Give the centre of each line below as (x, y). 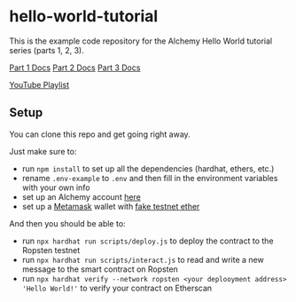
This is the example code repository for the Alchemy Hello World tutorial (141, 41)
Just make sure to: (43, 151)
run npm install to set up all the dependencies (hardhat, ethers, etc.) (148, 168)
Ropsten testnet (51, 250)
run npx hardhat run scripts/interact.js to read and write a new (143, 259)
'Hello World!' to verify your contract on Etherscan (117, 288)
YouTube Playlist (39, 84)
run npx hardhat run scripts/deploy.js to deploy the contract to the (148, 241)
